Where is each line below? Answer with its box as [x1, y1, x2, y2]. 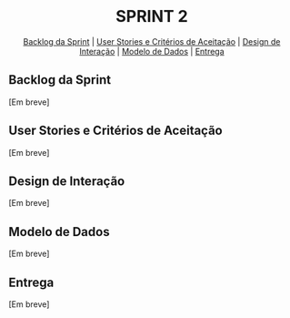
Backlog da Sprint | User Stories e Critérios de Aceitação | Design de [23, 36, 281, 46]
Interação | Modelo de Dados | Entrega [79, 46, 225, 56]
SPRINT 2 [115, 6, 188, 27]
